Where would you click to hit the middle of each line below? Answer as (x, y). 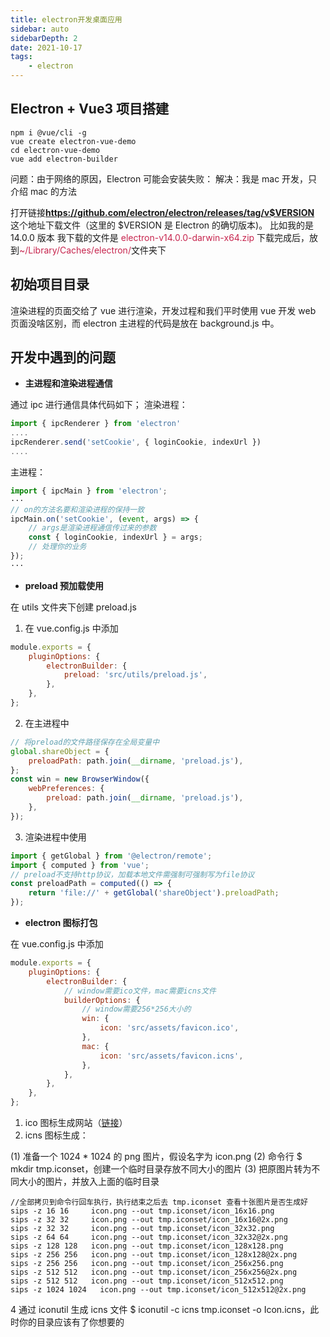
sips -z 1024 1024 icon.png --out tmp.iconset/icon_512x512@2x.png (158, 1290)
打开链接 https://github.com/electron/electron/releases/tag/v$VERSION (162, 212)
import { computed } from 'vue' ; (80, 865)
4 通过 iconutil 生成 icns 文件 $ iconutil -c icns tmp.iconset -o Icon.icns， (160, 1310)
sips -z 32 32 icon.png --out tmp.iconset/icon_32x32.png (142, 1229)
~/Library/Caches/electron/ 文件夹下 (93, 250)
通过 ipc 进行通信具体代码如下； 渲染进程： (99, 405)
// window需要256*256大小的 (136, 1009)
